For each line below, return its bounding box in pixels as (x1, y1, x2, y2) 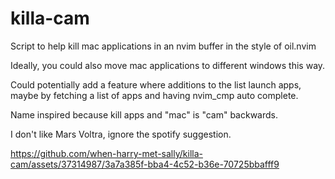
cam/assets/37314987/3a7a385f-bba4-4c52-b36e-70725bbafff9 (10, 158, 280, 170)
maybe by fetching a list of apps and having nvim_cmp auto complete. (10, 89, 299, 101)
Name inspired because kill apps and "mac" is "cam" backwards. (10, 108, 279, 121)
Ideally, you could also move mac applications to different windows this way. (10, 59, 326, 71)
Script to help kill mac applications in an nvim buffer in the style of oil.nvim (10, 40, 317, 52)
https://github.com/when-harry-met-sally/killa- (10, 147, 203, 159)
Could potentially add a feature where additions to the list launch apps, (10, 78, 302, 91)
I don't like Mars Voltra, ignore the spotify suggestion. (10, 128, 232, 140)
